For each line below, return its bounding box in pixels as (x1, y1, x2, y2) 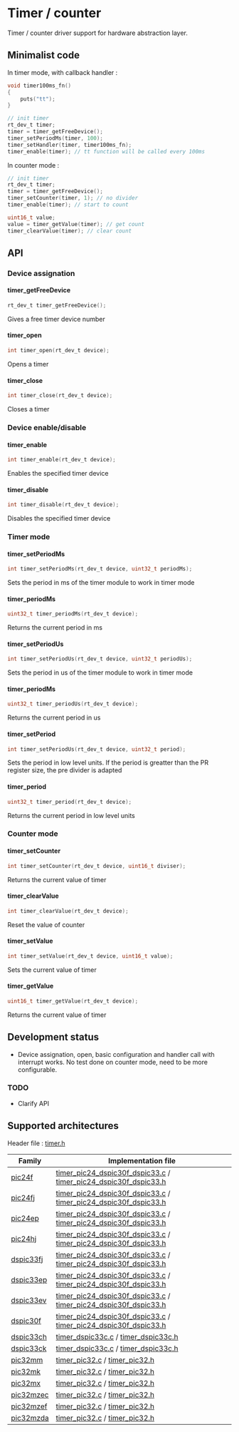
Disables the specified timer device (7, 514, 111, 523)
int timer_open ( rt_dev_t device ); (7, 347, 110, 354)
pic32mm (11, 1355, 43, 1365)
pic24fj (11, 1192, 36, 1202)
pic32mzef (11, 1401, 48, 1411)
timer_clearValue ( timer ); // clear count (7, 227, 132, 235)
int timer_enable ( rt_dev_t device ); (7, 456, 116, 464)
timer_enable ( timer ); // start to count (7, 201, 129, 208)
